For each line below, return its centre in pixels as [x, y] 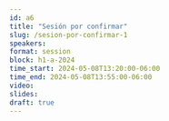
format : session [40, 52]
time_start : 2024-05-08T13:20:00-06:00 [85, 69]
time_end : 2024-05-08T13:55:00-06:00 [81, 77]
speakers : [28, 43]
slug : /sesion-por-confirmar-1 [69, 35]
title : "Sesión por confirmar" [69, 26]
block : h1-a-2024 [42, 60]
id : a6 [22, 18]
